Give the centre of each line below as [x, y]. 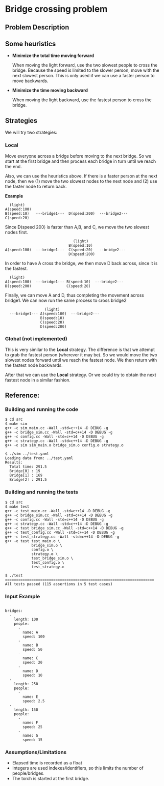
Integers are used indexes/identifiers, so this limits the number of [78, 768]
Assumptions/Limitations [36, 752]
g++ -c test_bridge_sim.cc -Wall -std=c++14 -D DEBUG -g [64, 528]
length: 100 [26, 620]
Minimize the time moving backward [50, 90]
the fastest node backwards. [34, 365]
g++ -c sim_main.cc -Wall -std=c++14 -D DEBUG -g [57, 428]
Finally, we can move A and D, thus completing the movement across [75, 295]
